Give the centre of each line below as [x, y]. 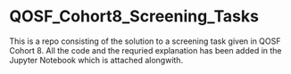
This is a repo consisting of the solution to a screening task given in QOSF [145, 41]
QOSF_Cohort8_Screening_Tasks [134, 16]
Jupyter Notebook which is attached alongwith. [96, 60]
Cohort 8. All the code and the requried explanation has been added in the [146, 50]
